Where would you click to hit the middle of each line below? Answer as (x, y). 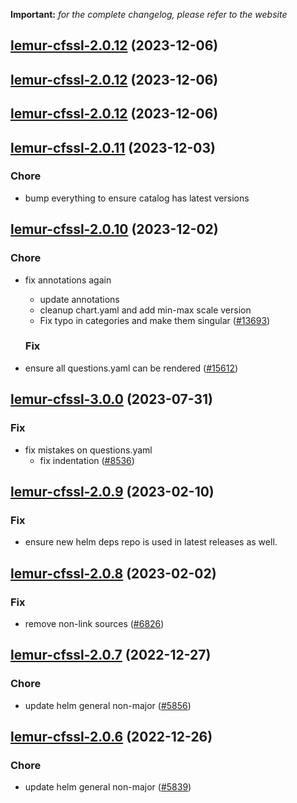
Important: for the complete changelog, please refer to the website (149, 14)
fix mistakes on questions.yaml (88, 450)
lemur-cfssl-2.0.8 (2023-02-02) (113, 573)
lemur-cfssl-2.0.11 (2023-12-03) (113, 147)
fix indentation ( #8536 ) (87, 460)
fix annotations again (68, 280)
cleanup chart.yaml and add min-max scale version (145, 310)
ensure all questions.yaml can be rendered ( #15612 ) (131, 368)
